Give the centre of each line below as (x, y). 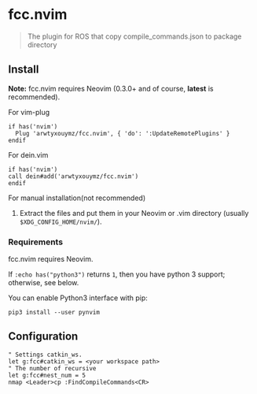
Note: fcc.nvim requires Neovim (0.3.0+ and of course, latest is (111, 88)
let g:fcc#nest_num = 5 (47, 375)
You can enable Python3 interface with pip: (78, 298)
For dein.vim (28, 154)
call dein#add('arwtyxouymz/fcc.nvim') (73, 176)
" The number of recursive (52, 368)
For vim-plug (29, 112)
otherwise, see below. (44, 283)
